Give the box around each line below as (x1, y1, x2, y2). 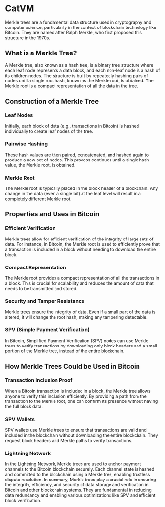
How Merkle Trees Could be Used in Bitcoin (5, 362, 140, 371)
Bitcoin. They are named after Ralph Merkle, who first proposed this (5, 29, 142, 35)
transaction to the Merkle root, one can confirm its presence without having (5, 399, 158, 404)
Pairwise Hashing (5, 140, 48, 147)
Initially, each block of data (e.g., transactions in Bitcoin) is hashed (5, 123, 139, 129)
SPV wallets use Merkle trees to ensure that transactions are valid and (5, 427, 147, 433)
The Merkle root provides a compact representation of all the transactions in (5, 275, 160, 281)
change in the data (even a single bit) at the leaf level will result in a (5, 191, 141, 197)
